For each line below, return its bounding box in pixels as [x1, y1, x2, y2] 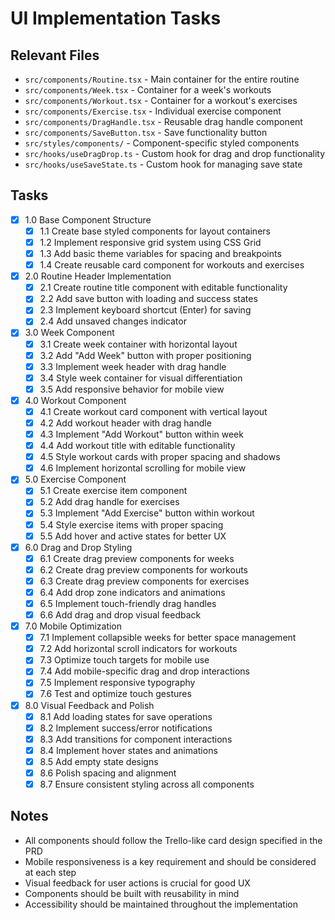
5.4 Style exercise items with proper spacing [39, 518, 224, 531]
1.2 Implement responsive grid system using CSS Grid [39, 236, 262, 248]
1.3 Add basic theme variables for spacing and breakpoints [39, 248, 282, 259]
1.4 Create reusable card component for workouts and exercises [39, 259, 305, 271]
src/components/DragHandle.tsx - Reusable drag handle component [24, 116, 303, 127]
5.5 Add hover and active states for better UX [39, 530, 227, 542]
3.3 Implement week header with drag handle [39, 360, 227, 372]
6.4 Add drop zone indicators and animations [39, 586, 226, 598]
